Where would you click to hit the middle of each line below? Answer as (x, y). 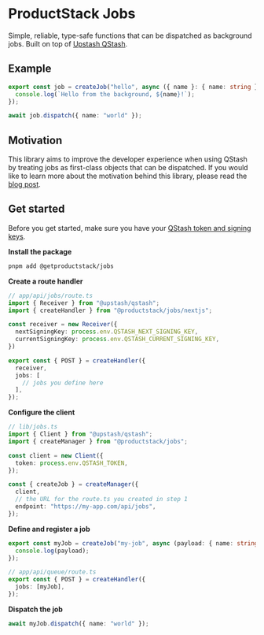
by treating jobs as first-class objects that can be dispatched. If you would (128, 168)
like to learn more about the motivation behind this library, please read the (128, 176)
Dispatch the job (35, 609)
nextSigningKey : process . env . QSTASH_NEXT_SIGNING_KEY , (107, 332)
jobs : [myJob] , (40, 587)
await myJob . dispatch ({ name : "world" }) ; (79, 623)
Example (30, 69)
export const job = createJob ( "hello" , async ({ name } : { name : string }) (135, 87)
